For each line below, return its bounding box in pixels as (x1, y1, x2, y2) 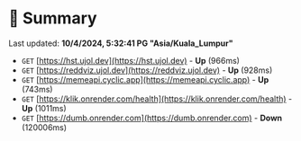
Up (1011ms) (21, 102, 67, 113)
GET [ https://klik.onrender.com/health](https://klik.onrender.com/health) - (21, 93, 293, 104)
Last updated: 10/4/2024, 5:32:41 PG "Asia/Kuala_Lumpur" (8, 38, 233, 48)
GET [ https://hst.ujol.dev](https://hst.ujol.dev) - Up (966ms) (21, 55, 241, 66)
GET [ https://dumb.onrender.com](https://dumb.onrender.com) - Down (21, 112, 283, 123)
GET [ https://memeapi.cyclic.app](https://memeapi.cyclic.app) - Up (21, 74, 269, 84)
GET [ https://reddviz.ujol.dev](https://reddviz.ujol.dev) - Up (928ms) (21, 65, 273, 75)
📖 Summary (8, 8, 97, 29)
